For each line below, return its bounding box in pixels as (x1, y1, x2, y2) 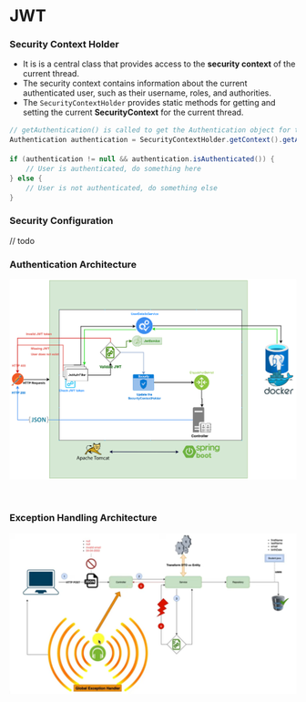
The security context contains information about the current (22, 78, 248, 89)
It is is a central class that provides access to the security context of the (22, 58, 296, 69)
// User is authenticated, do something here (25, 164, 202, 173)
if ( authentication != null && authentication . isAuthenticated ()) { (9, 155, 275, 164)
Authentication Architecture (9, 258, 137, 270)
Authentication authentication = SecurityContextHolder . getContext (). (9, 136, 283, 145)
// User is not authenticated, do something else (25, 183, 219, 192)
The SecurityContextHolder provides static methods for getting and (22, 97, 276, 108)
